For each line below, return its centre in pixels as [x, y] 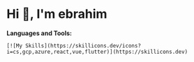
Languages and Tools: [39, 33]
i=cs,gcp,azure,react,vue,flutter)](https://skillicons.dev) [97, 52]
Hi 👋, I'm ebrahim [57, 14]
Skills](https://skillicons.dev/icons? [83, 45]
